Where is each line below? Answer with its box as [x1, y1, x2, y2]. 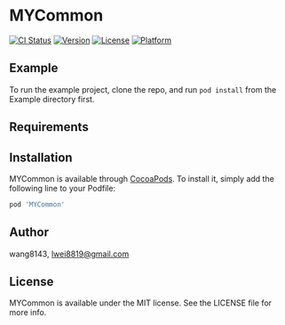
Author [9, 224, 49, 240]
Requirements [9, 119, 89, 134]
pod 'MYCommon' [9, 199, 66, 209]
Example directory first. [9, 93, 95, 104]
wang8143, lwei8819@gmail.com [9, 248, 130, 259]
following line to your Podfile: [9, 183, 116, 193]
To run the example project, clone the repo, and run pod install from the [9, 84, 277, 94]
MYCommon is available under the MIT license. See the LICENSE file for [9, 297, 273, 308]
